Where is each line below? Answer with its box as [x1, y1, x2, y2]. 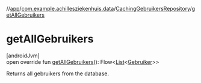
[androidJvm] [6, 52, 40, 59]
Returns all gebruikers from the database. [6, 70, 110, 77]
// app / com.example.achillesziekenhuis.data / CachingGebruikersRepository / [6, 5, 193, 12]
